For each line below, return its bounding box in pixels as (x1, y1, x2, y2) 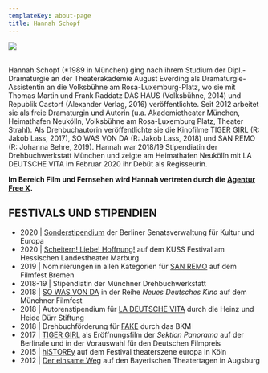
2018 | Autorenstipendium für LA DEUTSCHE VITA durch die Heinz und (19, 305, 254, 314)
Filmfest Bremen (19, 270, 75, 280)
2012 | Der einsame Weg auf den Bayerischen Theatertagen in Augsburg (19, 355, 261, 366)
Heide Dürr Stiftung (19, 313, 84, 322)
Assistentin (8, 82, 46, 92)
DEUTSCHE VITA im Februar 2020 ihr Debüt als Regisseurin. (8, 158, 208, 169)
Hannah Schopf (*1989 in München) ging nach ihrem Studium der (8, 65, 226, 75)
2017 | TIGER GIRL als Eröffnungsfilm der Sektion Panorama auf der (19, 330, 245, 340)
